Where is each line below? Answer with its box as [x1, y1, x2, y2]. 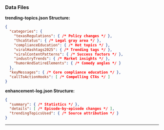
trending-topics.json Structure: [5, 15, 70, 21]
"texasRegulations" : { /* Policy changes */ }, [14, 34, 112, 39]
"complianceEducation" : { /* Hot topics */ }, [14, 43, 110, 47]
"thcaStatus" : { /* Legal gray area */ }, [14, 38, 102, 43]
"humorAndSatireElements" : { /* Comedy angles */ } [14, 61, 121, 66]
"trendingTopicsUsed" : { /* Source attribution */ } [9, 111, 119, 116]
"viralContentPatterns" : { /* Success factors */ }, [14, 52, 123, 57]
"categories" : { [9, 29, 42, 34]
